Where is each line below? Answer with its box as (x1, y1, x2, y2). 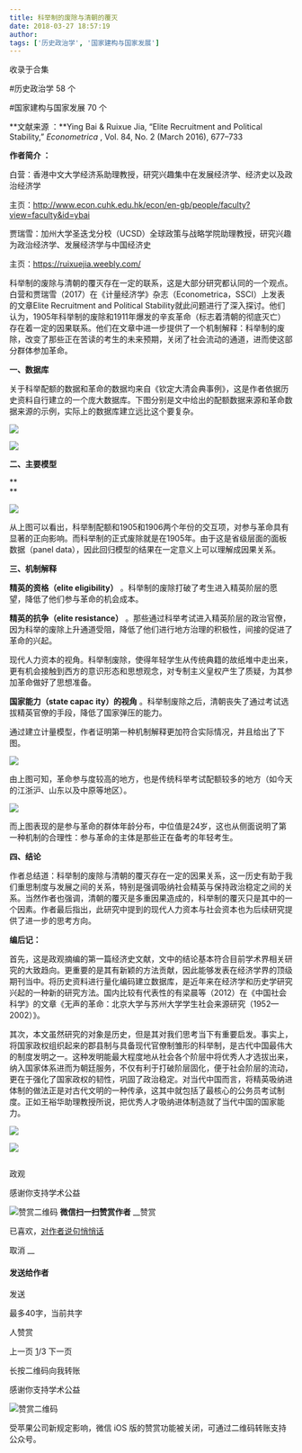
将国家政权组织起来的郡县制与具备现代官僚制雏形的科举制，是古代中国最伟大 (9, 1040, 293, 1051)
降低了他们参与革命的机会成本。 (24, 594, 144, 605)
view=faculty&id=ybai (9, 210, 90, 220)
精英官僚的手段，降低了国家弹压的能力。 (16, 707, 167, 718)
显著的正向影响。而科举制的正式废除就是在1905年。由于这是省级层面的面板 (9, 533, 288, 544)
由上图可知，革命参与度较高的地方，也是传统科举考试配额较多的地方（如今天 (9, 774, 293, 785)
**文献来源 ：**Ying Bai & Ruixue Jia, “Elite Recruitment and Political (9, 121, 263, 132)
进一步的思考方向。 (24, 915, 96, 927)
